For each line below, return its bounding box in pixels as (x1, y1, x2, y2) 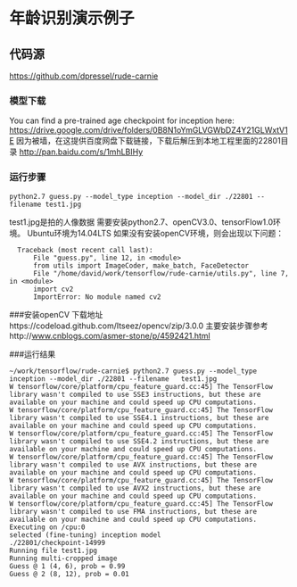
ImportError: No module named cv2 (32, 292, 162, 302)
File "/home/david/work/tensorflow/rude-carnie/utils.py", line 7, (32, 269, 290, 277)
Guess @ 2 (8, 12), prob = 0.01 (9, 569, 129, 578)
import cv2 (32, 285, 74, 293)
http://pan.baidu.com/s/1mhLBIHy (19, 146, 144, 157)
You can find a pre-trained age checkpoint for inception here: (9, 115, 235, 126)
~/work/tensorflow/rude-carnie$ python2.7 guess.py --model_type (9, 367, 257, 376)
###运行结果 (9, 349, 56, 360)
